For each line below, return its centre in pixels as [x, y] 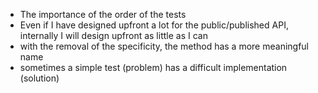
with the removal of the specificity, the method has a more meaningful [164, 46]
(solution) [39, 78]
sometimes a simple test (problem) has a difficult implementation [153, 67]
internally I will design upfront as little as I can [113, 35]
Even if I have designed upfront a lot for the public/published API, [154, 25]
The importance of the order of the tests [103, 14]
